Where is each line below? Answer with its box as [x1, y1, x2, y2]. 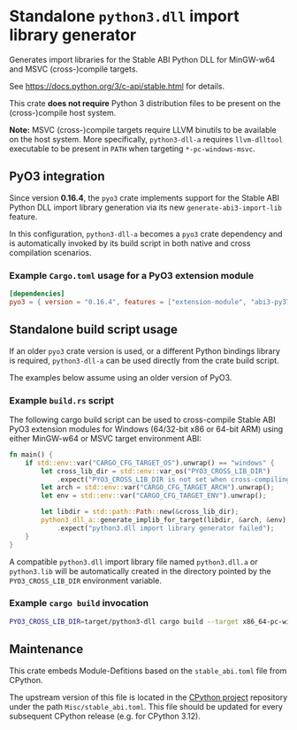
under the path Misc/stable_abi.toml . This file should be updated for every [9, 701, 283, 711]
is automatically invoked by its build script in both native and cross [9, 237, 251, 249]
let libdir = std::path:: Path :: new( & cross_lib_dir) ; [41, 507, 240, 517]
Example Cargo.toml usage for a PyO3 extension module [9, 269, 255, 281]
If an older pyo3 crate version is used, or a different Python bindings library [9, 345, 281, 356]
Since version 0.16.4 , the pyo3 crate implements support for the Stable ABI [9, 192, 280, 203]
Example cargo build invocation [9, 597, 148, 610]
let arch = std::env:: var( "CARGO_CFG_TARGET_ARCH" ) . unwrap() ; [41, 483, 275, 492]
